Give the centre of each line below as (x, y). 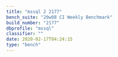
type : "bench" (24, 45)
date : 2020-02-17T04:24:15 (39, 39)
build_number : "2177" (33, 23)
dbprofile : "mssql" (30, 28)
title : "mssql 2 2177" (34, 12)
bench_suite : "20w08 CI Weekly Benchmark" (59, 17)
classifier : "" (25, 34)
